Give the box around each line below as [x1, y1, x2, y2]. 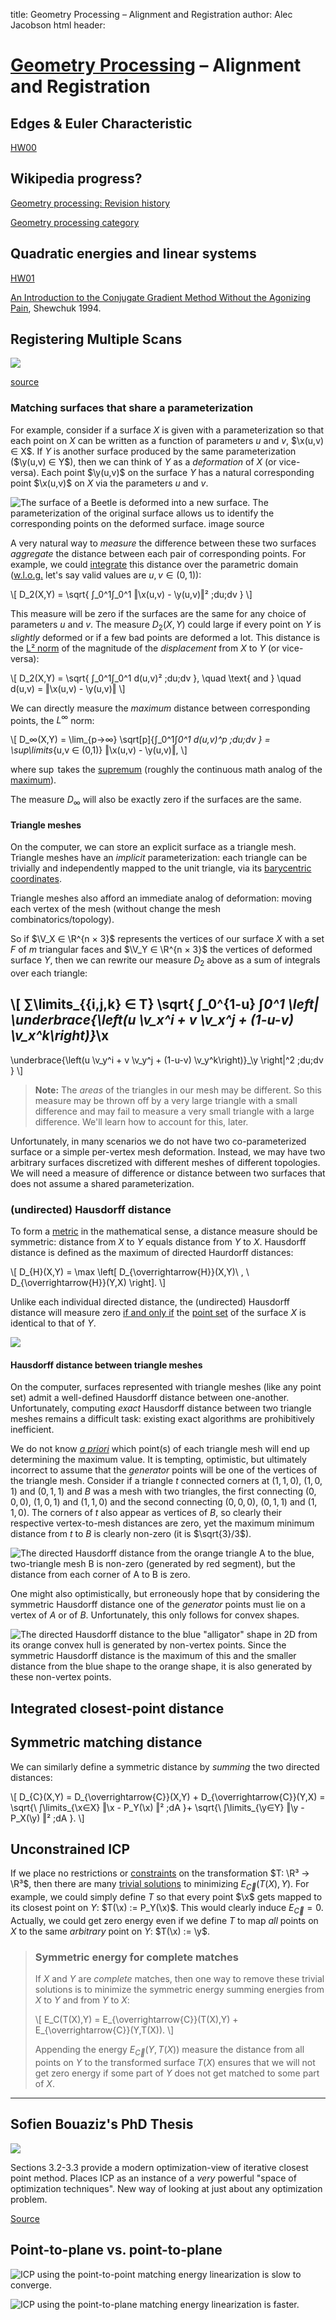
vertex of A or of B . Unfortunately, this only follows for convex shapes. [10, 1609, 300, 1621]
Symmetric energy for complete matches [34, 1950, 239, 1964]
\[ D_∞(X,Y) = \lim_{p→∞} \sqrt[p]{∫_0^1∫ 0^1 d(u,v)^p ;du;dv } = [10, 734, 271, 746]
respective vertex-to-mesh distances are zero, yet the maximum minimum [10, 1517, 315, 1529]
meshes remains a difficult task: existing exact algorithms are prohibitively [10, 1413, 315, 1425]
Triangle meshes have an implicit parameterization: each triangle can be [10, 852, 308, 864]
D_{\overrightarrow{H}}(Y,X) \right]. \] [10, 1277, 167, 1289]
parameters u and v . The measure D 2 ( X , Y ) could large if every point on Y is [10, 618, 322, 633]
